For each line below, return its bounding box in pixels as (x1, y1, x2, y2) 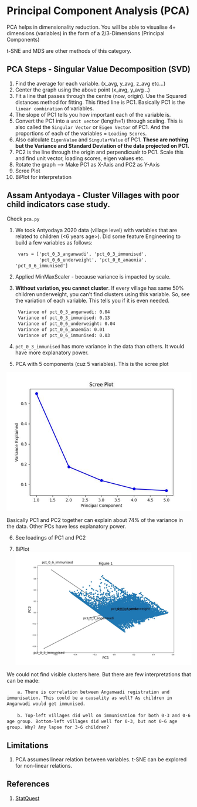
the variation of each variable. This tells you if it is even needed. (15, 297, 169, 304)
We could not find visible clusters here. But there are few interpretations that (6, 671, 191, 678)
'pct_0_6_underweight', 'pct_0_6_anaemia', (39, 257, 147, 263)
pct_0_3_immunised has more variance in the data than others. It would (15, 343, 185, 350)
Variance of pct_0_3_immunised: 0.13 (18, 315, 110, 321)
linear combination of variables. (15, 104, 94, 112)
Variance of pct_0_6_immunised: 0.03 (18, 333, 110, 338)
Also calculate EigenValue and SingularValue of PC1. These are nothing (15, 136, 189, 143)
